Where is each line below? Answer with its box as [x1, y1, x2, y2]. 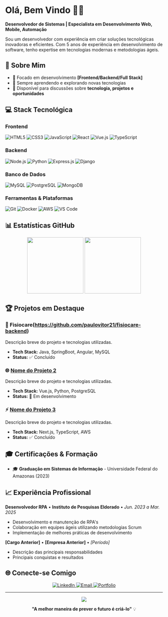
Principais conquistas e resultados [12, 554, 84, 560]
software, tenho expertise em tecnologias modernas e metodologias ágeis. [5, 47, 159, 53]
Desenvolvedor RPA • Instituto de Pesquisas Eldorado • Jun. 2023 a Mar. [5, 504, 160, 510]
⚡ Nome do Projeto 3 [5, 406, 56, 413]
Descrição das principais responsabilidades [12, 549, 103, 555]
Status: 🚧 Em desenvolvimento [12, 393, 76, 399]
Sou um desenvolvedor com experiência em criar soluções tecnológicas [5, 36, 154, 42]
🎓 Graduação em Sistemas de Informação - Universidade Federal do [12, 466, 158, 472]
